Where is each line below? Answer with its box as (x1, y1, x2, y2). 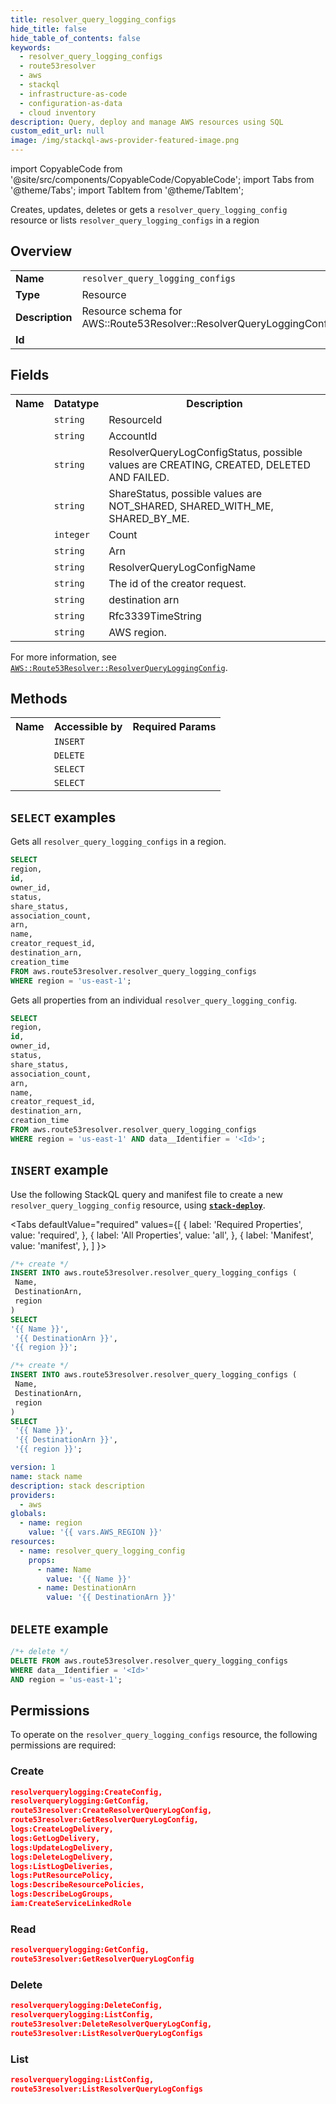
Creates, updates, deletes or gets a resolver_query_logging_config (10, 204, 288, 215)
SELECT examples (10, 809, 117, 826)
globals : (10, 1509, 47, 1519)
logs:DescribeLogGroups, (10, 1889, 114, 1900)
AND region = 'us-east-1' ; (10, 1674, 123, 1685)
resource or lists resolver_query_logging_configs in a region (10, 214, 260, 226)
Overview (10, 243, 73, 260)
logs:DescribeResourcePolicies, (10, 1880, 145, 1890)
